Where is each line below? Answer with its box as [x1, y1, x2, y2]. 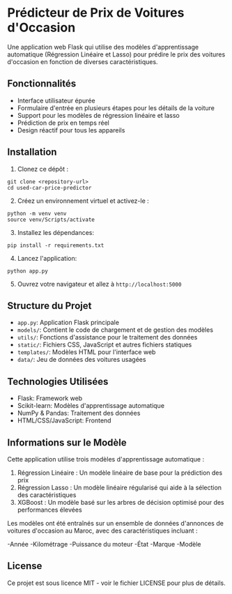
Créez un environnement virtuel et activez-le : [17, 197, 150, 205]
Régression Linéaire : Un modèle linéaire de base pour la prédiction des [17, 469, 223, 477]
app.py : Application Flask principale [17, 319, 120, 327]
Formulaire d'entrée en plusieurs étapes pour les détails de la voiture [17, 103, 215, 112]
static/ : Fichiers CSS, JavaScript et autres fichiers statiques [17, 340, 192, 349]
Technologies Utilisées [7, 375, 109, 388]
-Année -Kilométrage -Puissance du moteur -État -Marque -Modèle [7, 540, 201, 548]
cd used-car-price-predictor [7, 184, 92, 191]
